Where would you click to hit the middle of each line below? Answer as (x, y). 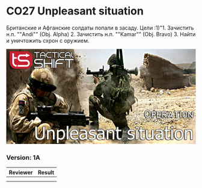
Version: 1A (23, 157)
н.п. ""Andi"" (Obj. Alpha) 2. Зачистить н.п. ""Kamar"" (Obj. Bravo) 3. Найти (101, 34)
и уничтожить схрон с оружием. (48, 40)
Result (46, 172)
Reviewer (21, 172)
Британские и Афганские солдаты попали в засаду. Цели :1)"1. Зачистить (100, 28)
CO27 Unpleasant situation (75, 11)
